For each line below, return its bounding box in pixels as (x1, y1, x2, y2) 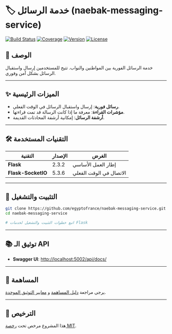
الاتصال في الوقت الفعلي (72, 170, 126, 177)
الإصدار (52, 153, 68, 160)
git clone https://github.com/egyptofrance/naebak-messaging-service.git (5, 206, 166, 211)
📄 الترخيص (5, 309, 36, 318)
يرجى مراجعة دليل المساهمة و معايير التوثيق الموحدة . (5, 289, 106, 295)
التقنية (21, 153, 34, 160)
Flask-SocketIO (8, 170, 48, 177)
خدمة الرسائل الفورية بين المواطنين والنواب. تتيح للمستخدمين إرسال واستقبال (5, 64, 153, 70)
